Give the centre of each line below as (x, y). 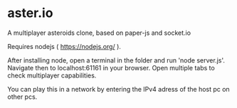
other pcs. (22, 97)
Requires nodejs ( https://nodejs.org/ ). (64, 46)
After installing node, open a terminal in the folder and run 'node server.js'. (116, 60)
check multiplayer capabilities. (52, 75)
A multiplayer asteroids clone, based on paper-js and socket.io (99, 33)
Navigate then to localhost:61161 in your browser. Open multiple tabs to (111, 67)
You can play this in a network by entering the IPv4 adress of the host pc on (118, 89)
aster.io (30, 13)
